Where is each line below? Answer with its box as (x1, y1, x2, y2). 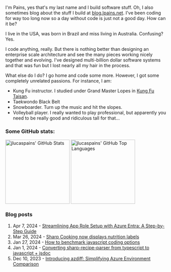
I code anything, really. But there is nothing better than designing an (5, 46, 149, 52)
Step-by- (145, 223, 165, 229)
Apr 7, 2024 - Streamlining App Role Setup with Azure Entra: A (12, 223, 145, 229)
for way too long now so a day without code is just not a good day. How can (5, 15, 166, 21)
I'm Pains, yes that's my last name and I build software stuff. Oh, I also (5, 5, 154, 10)
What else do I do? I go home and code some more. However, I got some (5, 72, 159, 79)
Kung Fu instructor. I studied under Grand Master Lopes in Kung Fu (12, 88, 155, 94)
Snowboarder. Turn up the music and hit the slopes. (12, 104, 122, 110)
